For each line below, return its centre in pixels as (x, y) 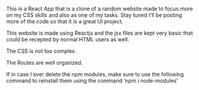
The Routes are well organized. (44, 63)
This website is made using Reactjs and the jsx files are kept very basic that (99, 33)
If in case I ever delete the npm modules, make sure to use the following (95, 74)
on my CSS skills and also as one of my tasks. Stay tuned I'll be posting (94, 15)
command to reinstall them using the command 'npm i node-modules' (92, 81)
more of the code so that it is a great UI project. (65, 21)
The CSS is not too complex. (41, 51)
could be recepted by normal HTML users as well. (68, 39)
